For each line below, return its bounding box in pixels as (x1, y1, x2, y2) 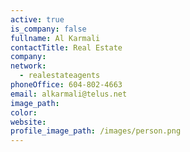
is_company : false (10, 24, 87, 34)
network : (10, 61, 47, 71)
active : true (10, 14, 65, 25)
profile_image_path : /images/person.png (10, 126, 182, 136)
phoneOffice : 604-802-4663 (10, 80, 123, 90)
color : (10, 107, 38, 118)
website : (10, 117, 47, 127)
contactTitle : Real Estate (10, 42, 123, 53)
